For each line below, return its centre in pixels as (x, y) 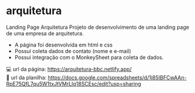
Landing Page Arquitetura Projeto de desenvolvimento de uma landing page (98, 27)
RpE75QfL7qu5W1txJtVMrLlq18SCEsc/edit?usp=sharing (74, 84)
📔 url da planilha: (26, 77)
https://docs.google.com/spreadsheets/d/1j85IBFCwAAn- (117, 77)
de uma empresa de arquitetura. (45, 33)
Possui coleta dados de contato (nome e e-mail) (73, 51)
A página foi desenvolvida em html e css (63, 45)
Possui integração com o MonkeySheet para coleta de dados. (89, 57)
